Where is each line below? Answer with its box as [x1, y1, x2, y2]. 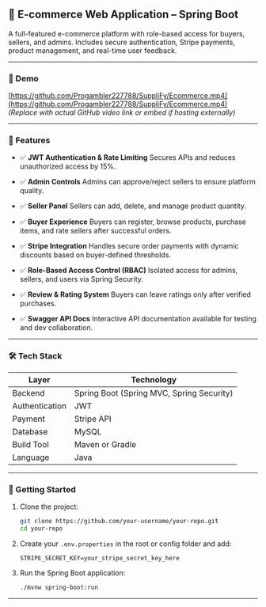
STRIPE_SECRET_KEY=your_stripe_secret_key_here [19, 554, 180, 562]
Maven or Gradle [74, 438, 137, 450]
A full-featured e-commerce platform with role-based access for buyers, [8, 28, 245, 38]
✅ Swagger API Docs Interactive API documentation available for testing [19, 314, 257, 324]
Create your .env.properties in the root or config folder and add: [19, 539, 232, 548]
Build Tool [12, 438, 49, 450]
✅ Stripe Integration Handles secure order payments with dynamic [19, 241, 239, 251]
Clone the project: [19, 502, 79, 511]
